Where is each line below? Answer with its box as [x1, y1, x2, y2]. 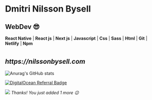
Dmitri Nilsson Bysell [5, 3, 91, 14]
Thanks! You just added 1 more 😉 [11, 89, 79, 95]
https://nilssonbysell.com [5, 57, 85, 66]
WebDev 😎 [5, 23, 40, 31]
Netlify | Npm [5, 41, 33, 46]
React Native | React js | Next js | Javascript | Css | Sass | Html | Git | [5, 35, 148, 41]
